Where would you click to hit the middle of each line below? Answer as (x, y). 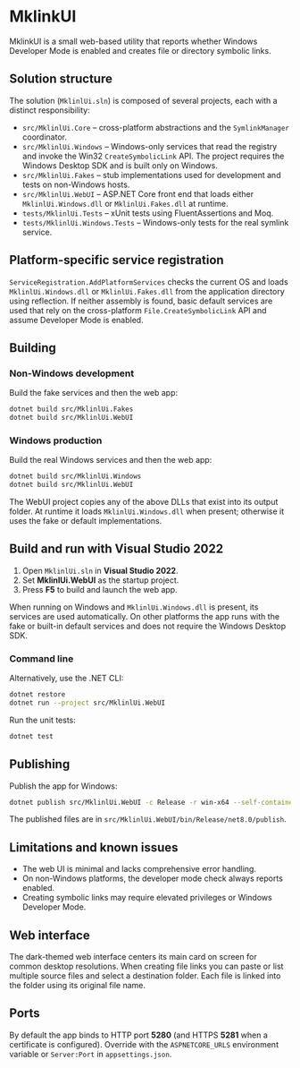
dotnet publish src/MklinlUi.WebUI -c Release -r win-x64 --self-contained (153, 802)
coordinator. (44, 137)
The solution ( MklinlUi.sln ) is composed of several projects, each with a (144, 100)
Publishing (40, 764)
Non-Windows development (72, 373)
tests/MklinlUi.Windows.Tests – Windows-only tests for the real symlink (155, 222)
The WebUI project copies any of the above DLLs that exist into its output (144, 502)
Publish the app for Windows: (63, 786)
